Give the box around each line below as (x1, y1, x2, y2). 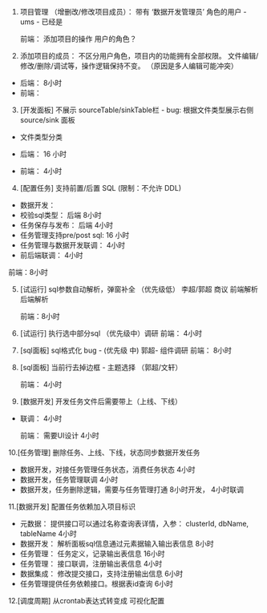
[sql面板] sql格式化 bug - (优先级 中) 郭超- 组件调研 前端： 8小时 (19, 345, 233, 355)
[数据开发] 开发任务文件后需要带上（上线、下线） (19, 397, 182, 406)
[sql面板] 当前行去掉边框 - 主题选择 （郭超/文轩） (19, 363, 183, 372)
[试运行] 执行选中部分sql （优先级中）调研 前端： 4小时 (19, 329, 203, 338)
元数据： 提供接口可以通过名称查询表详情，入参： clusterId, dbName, (19, 519, 249, 528)
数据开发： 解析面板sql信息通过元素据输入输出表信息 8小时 (19, 539, 214, 548)
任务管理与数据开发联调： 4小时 (19, 240, 126, 250)
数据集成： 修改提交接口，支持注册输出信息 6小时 (19, 569, 184, 579)
